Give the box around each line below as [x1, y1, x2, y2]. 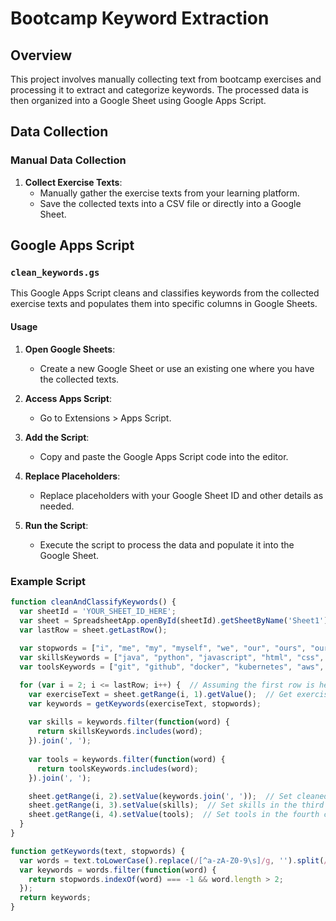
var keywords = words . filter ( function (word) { [19, 865, 217, 875]
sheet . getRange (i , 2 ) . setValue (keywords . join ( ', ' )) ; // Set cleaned [28, 791, 329, 801]
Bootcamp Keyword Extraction [10, 7, 270, 30]
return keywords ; [19, 893, 92, 903]
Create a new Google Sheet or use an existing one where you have [39, 362, 315, 374]
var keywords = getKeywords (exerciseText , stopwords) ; [28, 698, 262, 709]
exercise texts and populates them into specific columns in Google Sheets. [10, 298, 318, 310]
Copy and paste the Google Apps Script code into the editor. [39, 450, 289, 462]
